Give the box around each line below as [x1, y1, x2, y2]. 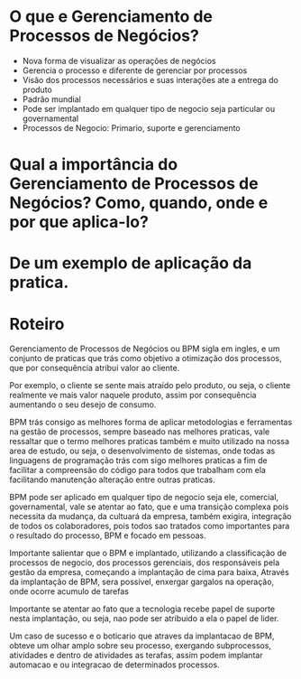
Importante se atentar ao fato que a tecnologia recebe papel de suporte [9, 603, 276, 615]
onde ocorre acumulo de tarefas [9, 586, 129, 597]
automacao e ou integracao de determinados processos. [9, 659, 220, 670]
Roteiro [9, 313, 65, 334]
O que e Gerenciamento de [9, 6, 214, 27]
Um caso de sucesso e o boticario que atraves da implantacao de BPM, [9, 630, 275, 642]
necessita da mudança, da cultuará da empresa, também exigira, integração [9, 511, 292, 522]
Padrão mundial [22, 93, 81, 105]
